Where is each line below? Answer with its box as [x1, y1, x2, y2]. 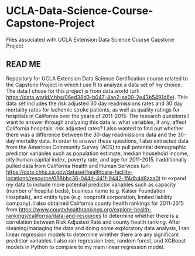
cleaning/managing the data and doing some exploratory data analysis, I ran [6, 224, 190, 231]
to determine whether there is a [102, 212, 179, 219]
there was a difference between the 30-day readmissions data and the [6, 131, 177, 138]
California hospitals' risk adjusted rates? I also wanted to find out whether [6, 124, 183, 132]
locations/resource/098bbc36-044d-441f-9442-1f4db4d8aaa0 [6, 174, 159, 181]
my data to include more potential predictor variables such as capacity [6, 181, 176, 188]
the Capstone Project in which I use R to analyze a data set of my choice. [6, 81, 183, 88]
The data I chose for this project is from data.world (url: [6, 87, 139, 95]
